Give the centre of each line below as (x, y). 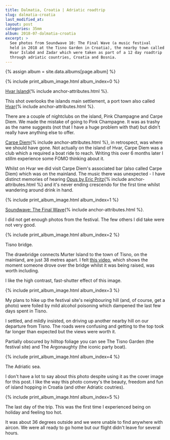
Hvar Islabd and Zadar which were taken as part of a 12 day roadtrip (86, 52)
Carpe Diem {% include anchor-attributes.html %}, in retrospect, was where (84, 142)
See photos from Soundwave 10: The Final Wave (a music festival (80, 43)
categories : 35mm (24, 29)
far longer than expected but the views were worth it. (61, 332)
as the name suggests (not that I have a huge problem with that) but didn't (83, 127)
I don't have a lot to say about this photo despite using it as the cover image (84, 376)
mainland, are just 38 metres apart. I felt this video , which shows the (77, 260)
